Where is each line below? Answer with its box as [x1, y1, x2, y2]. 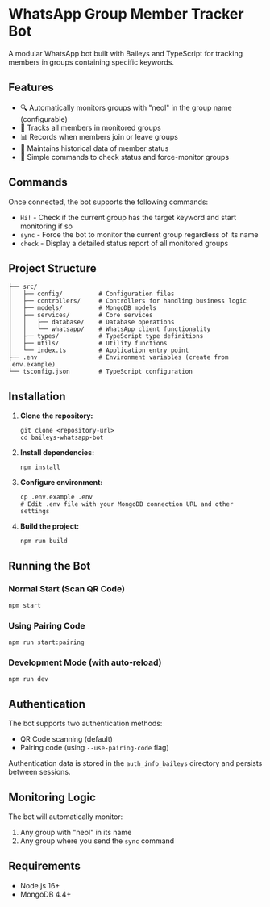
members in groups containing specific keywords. [8, 57, 175, 67]
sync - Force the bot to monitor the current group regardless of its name [19, 229, 259, 239]
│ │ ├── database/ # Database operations [8, 318, 175, 327]
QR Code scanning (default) [19, 734, 113, 744]
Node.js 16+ [19, 880, 60, 890]
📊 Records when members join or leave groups [19, 132, 179, 141]
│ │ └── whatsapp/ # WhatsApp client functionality [8, 325, 211, 333]
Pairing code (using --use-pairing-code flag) [19, 743, 169, 753]
